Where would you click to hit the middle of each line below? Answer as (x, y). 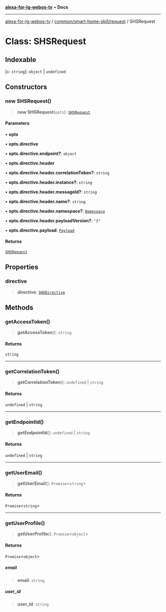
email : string (31, 580)
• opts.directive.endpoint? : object (41, 153)
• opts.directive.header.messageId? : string (51, 192)
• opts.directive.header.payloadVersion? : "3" (53, 220)
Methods (19, 308)
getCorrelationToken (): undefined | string (60, 382)
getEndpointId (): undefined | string (54, 433)
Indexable (21, 60)
